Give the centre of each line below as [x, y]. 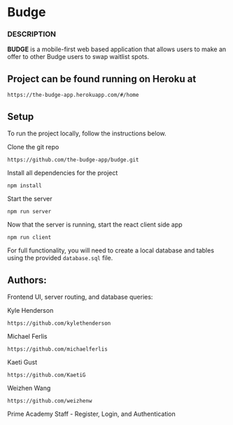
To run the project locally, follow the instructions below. [87, 133]
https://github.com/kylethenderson [59, 323]
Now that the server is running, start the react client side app [95, 224]
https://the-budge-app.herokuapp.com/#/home [73, 95]
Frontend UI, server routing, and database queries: [80, 297]
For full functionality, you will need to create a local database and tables [111, 250]
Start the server [30, 199]
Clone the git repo [33, 147]
